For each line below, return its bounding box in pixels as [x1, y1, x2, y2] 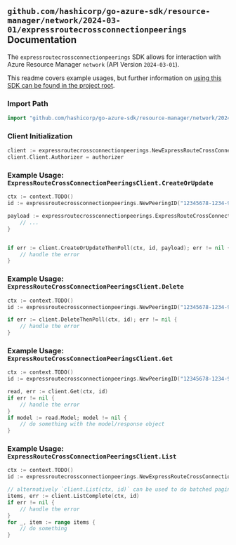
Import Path [7, 98, 48, 108]
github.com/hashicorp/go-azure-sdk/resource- [7, 6, 211, 17]
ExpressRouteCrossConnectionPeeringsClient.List [7, 453, 177, 461]
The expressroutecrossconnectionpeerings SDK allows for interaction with [7, 53, 221, 61]
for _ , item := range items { [7, 518, 96, 526]
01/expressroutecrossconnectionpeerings [7, 25, 188, 35]
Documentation [7, 34, 77, 46]
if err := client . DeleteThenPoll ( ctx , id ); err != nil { [7, 316, 178, 323]
